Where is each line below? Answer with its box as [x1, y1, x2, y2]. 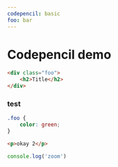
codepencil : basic [7, 10, 60, 17]
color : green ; [19, 121, 60, 129]
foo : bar [7, 17, 33, 24]
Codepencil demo [7, 47, 112, 63]
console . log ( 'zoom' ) [7, 152, 67, 160]
